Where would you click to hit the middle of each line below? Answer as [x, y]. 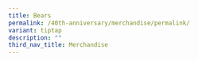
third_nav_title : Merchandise [58, 45]
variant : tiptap [35, 30]
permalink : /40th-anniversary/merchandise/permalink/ [99, 23]
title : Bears [30, 15]
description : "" [35, 38]
